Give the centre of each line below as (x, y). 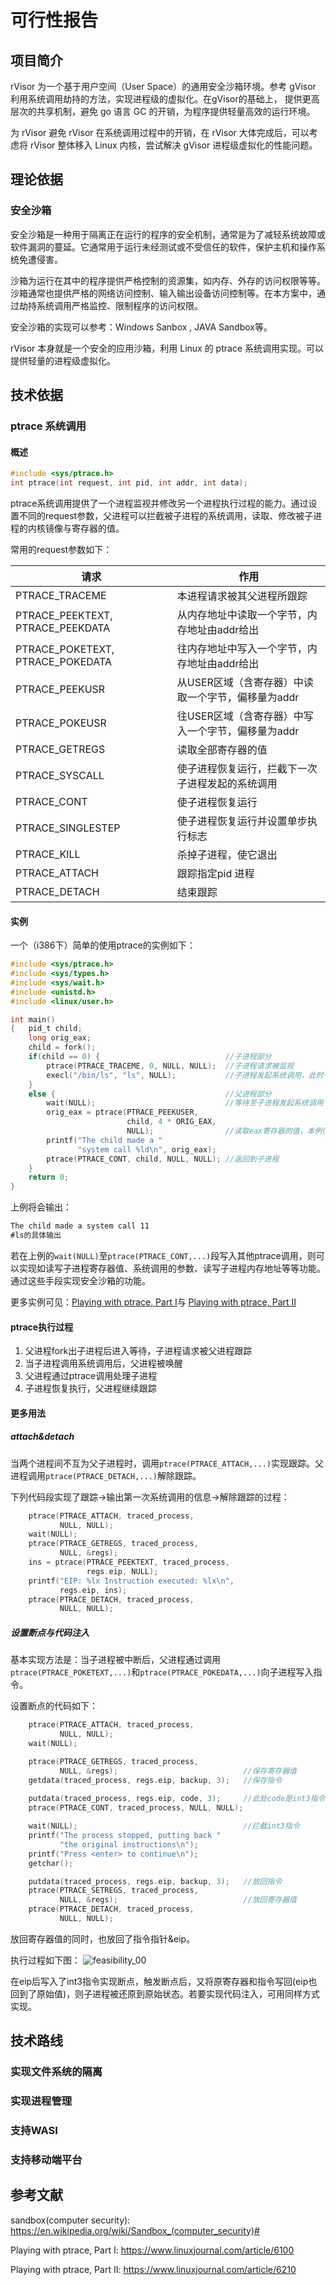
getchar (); (51, 1863)
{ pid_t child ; (46, 1029)
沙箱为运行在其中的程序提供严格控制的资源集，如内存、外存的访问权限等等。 (168, 280)
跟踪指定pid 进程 (215, 873)
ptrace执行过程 (42, 1327)
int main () (33, 1019)
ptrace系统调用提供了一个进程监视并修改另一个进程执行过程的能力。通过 (159, 503)
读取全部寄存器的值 (222, 749)
